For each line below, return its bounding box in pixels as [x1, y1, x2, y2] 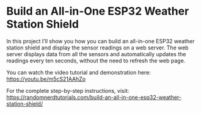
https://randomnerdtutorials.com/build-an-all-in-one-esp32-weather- [6, 93, 182, 101]
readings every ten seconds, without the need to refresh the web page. [6, 57, 186, 64]
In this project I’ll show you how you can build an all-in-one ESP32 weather [6, 37, 195, 45]
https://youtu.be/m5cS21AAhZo [6, 75, 86, 82]
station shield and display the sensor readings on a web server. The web [6, 44, 189, 51]
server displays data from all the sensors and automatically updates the [6, 50, 186, 57]
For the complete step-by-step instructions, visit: [6, 87, 130, 94]
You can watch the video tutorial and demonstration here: [6, 68, 151, 76]
